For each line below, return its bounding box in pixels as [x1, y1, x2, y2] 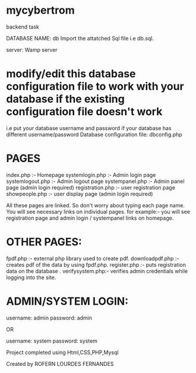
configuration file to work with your [6, 80, 184, 93]
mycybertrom [6, 4, 75, 17]
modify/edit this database [6, 67, 136, 81]
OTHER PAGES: [6, 235, 82, 248]
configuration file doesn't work [6, 105, 163, 119]
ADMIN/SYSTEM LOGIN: [6, 295, 129, 308]
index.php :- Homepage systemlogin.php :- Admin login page [6, 171, 156, 178]
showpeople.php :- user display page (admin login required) [6, 190, 153, 197]
